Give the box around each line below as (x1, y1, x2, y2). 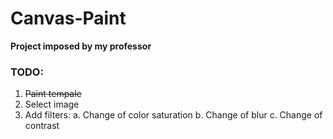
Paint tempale (24, 88, 82, 100)
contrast (24, 120, 60, 132)
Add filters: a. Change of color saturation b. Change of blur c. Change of (24, 109, 323, 121)
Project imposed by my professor (10, 40, 152, 52)
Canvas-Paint (10, 7, 127, 30)
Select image (24, 98, 80, 111)
